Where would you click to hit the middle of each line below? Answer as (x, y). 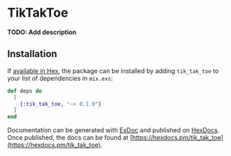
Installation (32, 54)
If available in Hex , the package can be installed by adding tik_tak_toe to (113, 70)
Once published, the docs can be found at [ (70, 138)
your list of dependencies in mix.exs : (60, 78)
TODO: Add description (42, 32)
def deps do (24, 91)
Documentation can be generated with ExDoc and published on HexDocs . (113, 130)
